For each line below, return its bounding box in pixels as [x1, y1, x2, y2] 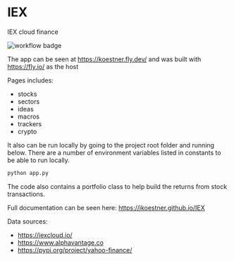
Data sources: [7, 217, 48, 226]
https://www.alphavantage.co [17, 238, 104, 247]
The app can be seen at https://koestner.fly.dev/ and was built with [7, 54, 202, 63]
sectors [17, 97, 40, 106]
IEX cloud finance [7, 28, 58, 36]
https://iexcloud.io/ [17, 231, 73, 239]
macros [17, 112, 40, 121]
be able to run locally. [7, 156, 70, 164]
